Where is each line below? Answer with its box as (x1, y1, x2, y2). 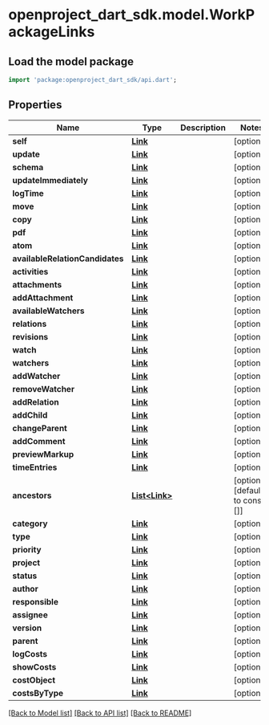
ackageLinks (8, 22, 95, 41)
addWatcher (12, 370, 61, 381)
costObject (12, 674, 56, 686)
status (12, 570, 38, 581)
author (12, 583, 38, 594)
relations (12, 318, 47, 329)
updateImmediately (12, 174, 88, 185)
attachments (12, 279, 62, 290)
